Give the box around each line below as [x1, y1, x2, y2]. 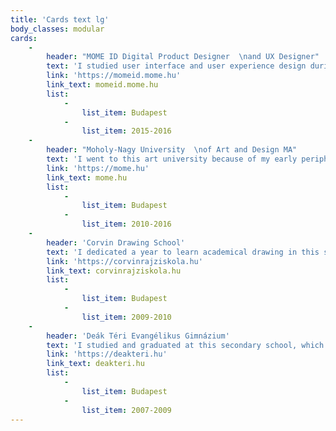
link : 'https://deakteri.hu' [46, 349, 168, 360]
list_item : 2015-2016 [81, 126, 172, 136]
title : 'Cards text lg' [10, 14, 110, 25]
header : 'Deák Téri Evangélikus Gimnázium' [46, 331, 230, 341]
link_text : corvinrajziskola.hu [46, 266, 182, 276]
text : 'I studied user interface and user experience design [46, 61, 307, 71]
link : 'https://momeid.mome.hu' [46, 71, 182, 81]
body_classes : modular [10, 24, 105, 34]
